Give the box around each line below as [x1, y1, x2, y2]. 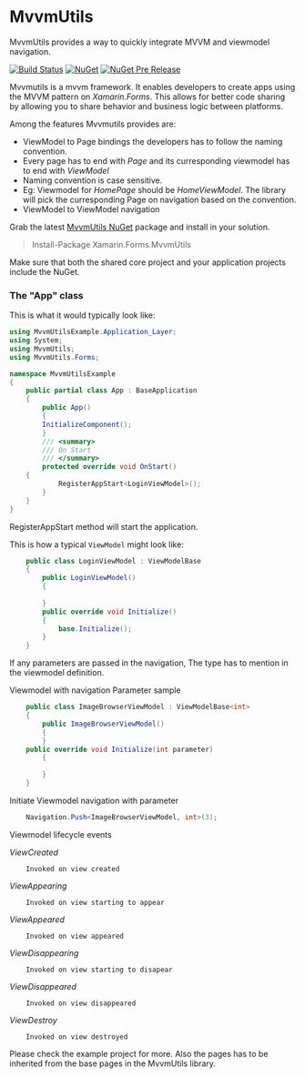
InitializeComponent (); [42, 420, 132, 429]
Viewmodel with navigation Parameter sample [9, 685, 181, 696]
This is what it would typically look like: [9, 310, 157, 320]
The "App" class [9, 289, 84, 301]
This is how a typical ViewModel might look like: [9, 539, 184, 550]
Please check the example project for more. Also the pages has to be [9, 1048, 269, 1059]
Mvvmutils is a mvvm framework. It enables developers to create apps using [9, 81, 296, 92]
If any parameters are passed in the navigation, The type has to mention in [9, 657, 289, 668]
